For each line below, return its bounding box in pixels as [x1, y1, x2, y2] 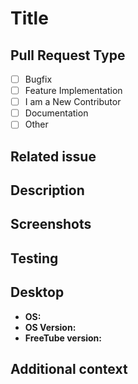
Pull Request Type [10, 47, 126, 64]
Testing [10, 250, 59, 267]
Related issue [10, 148, 97, 165]
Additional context [10, 361, 128, 378]
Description [10, 182, 85, 199]
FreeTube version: [24, 332, 102, 344]
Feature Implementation [24, 85, 123, 97]
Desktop [10, 284, 65, 301]
